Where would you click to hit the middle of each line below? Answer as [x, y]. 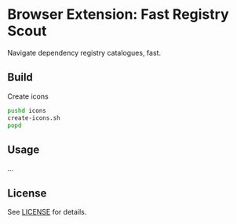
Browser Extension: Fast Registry [118, 14]
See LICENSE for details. [47, 212]
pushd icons [27, 110]
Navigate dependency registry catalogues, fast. [84, 52]
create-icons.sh [34, 118]
